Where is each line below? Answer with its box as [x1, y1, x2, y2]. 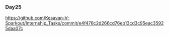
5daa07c [5, 25, 24, 31]
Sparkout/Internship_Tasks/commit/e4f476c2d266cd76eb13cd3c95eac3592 [5, 20, 164, 26]
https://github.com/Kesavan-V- [5, 15, 70, 21]
